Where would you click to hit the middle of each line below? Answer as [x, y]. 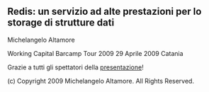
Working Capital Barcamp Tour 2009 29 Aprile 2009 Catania [95, 53]
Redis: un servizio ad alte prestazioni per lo [104, 12]
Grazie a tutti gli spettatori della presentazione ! [75, 67]
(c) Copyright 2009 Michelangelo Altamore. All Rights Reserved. [101, 81]
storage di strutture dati [61, 23]
